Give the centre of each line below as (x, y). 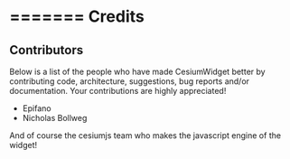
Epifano (37, 108)
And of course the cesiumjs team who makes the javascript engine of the (145, 136)
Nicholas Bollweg (55, 118)
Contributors (47, 50)
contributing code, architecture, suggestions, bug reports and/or (130, 81)
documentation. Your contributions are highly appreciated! (118, 91)
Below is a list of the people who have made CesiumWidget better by (137, 71)
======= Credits (77, 17)
